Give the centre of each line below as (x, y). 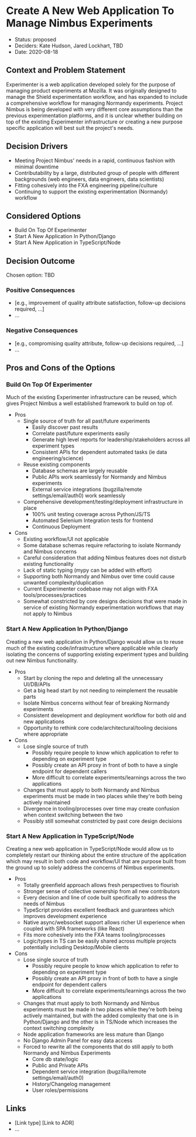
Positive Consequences (40, 290)
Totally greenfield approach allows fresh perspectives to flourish (101, 885)
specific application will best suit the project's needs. (70, 128)
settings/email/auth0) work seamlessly (79, 496)
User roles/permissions (60, 1090)
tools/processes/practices (55, 595)
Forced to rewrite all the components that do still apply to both (98, 1047)
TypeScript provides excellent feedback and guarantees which (99, 910)
